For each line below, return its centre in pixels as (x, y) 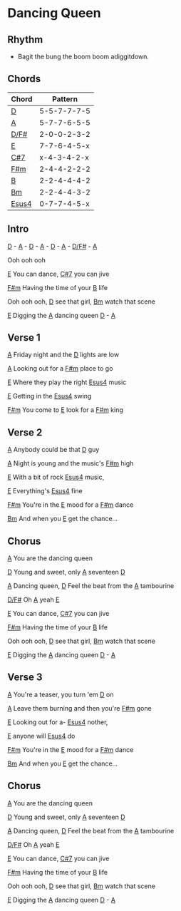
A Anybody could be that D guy (53, 450)
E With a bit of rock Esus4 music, (56, 477)
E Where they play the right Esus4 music (67, 382)
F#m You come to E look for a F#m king (65, 410)
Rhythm (25, 40)
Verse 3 (25, 678)
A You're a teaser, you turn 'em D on (61, 694)
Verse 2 (25, 432)
